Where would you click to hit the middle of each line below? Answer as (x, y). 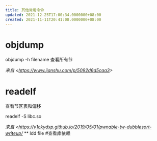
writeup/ (14, 133)
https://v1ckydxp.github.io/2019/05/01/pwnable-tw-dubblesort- (85, 127)
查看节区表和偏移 (23, 106)
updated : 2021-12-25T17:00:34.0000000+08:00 (53, 15)
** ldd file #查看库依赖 (47, 133)
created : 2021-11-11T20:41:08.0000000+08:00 (53, 19)
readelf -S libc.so (23, 116)
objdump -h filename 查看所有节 (39, 60)
